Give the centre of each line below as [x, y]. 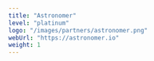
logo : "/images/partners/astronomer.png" [78, 30]
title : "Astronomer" [43, 15]
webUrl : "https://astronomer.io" [64, 38]
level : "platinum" [39, 23]
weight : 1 [25, 45]
